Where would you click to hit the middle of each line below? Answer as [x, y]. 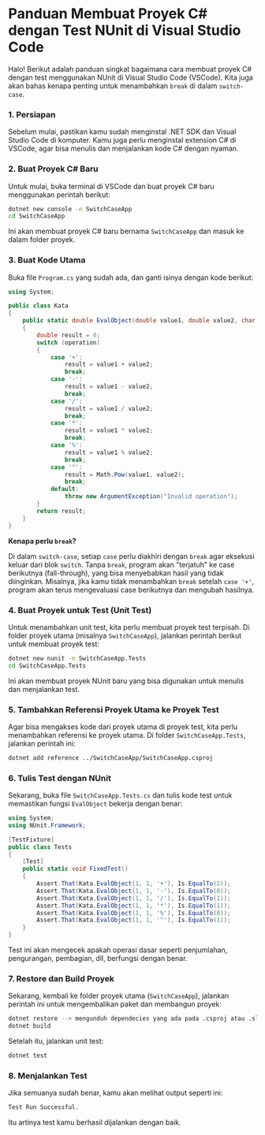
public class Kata [38, 306]
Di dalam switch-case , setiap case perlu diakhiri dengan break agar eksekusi [131, 556]
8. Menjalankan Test [48, 1075]
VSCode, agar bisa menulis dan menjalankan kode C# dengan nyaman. [123, 149]
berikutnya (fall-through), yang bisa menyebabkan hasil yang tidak [116, 573]
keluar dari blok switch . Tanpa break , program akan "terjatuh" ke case [121, 564]
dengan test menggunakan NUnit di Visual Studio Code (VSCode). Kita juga [131, 77]
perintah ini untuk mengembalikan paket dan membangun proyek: [115, 1004]
